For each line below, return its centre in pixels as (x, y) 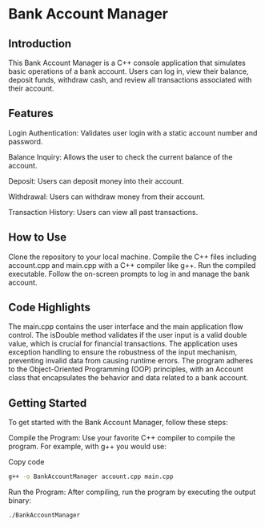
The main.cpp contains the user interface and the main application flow (126, 326)
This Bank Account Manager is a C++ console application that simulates (127, 63)
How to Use (38, 237)
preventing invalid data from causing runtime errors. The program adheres (131, 361)
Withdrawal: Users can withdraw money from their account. (107, 197)
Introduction (40, 44)
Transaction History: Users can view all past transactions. (103, 212)
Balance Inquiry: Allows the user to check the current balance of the (120, 156)
